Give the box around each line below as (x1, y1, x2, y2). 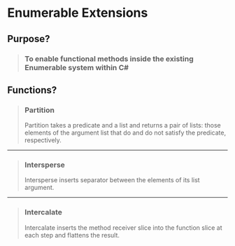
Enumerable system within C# (24, 62, 129, 72)
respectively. (24, 136, 62, 144)
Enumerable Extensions (7, 5, 148, 21)
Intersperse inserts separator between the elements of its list (24, 176, 201, 184)
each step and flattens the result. (24, 231, 120, 239)
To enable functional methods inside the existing (24, 54, 194, 64)
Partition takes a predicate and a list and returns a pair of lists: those (24, 121, 222, 130)
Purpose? (7, 33, 50, 45)
